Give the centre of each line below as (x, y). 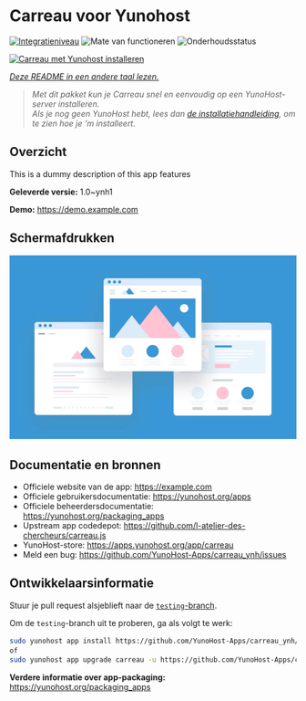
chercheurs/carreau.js (64, 535)
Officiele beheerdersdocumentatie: (88, 506)
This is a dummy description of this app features (100, 173)
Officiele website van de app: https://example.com (117, 487)
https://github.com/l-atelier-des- (184, 525)
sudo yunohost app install (61, 641)
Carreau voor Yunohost (100, 16)
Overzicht (38, 152)
